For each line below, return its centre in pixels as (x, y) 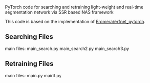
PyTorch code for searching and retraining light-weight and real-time (74, 7)
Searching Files (29, 37)
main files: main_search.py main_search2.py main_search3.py (67, 49)
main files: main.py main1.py (33, 75)
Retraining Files (29, 64)
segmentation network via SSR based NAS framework (59, 12)
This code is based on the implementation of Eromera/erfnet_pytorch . (75, 22)
